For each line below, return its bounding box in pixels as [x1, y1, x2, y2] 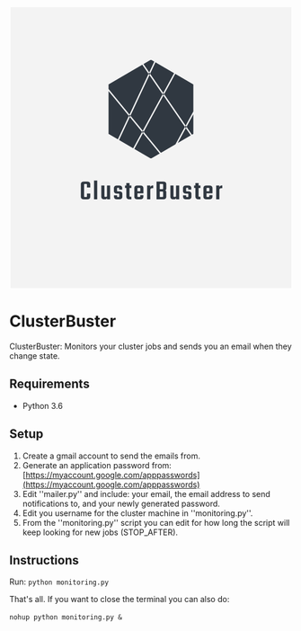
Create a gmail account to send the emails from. [22, 450, 200, 461]
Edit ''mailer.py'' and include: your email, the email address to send [22, 488, 271, 499]
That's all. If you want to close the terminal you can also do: [9, 594, 230, 605]
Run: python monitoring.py [9, 576, 110, 587]
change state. [9, 350, 60, 361]
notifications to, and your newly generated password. [22, 498, 220, 509]
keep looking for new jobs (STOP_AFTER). [22, 527, 178, 538]
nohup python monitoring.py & [9, 613, 123, 622]
